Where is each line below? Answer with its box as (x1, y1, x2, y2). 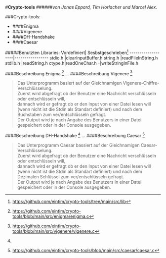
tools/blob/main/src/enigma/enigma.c (12, 213, 89, 219)
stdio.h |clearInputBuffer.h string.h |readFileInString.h (49, 54, 158, 61)
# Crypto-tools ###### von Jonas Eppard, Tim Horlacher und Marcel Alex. (5, 4, 157, 10)
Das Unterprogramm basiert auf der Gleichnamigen (17, 80, 122, 86)
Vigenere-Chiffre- (123, 80, 160, 86)
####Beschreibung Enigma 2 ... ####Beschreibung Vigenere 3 (5, 69, 132, 76)
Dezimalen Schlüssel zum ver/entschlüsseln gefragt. (17, 173, 124, 180)
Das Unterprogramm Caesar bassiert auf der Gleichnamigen (17, 142, 140, 148)
